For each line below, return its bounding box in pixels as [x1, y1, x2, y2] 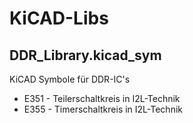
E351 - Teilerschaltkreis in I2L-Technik [23, 93, 181, 104]
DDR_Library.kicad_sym [9, 47, 162, 64]
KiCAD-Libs [9, 7, 109, 30]
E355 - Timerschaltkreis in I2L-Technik [23, 103, 183, 115]
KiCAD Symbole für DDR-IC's [9, 73, 131, 85]
